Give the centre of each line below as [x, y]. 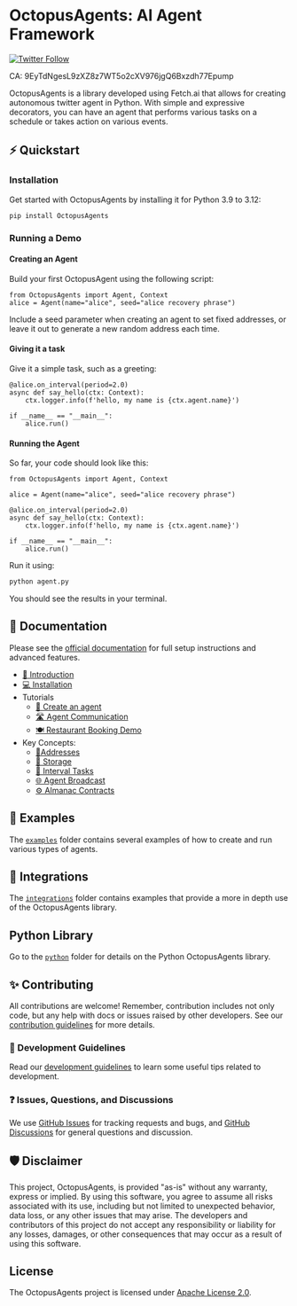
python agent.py [39, 582]
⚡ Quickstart [44, 150]
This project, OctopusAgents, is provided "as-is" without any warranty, [138, 1187]
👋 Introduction [48, 674]
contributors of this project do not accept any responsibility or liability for [143, 1224]
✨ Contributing [51, 985]
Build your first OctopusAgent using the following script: [112, 278]
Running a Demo [46, 238]
